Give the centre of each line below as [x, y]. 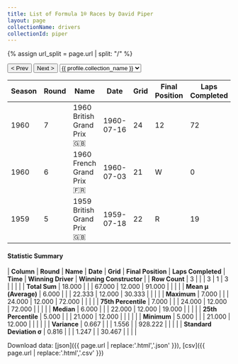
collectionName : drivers [44, 27]
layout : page [27, 21]
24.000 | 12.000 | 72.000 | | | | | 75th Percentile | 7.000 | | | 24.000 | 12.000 [117, 302]
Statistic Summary [35, 256]
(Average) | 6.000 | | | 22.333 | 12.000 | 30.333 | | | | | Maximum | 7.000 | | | [118, 294]
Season [24, 91]
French [85, 164]
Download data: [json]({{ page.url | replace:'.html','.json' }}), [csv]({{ [106, 346]
